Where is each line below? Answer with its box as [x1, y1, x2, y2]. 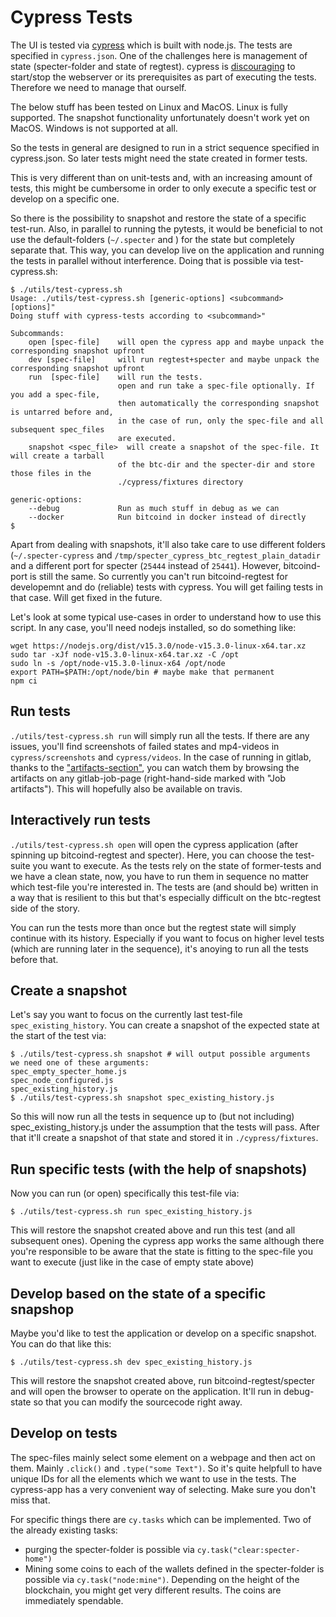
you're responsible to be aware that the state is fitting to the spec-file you [10, 1246, 313, 1258]
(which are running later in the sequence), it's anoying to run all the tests [10, 942, 309, 955]
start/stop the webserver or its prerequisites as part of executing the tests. [10, 71, 317, 83]
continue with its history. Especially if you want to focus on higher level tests [10, 932, 325, 944]
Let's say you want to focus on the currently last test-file [10, 1009, 243, 1021]
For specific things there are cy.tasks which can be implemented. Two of [10, 1513, 312, 1525]
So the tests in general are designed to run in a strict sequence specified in [10, 141, 320, 153]
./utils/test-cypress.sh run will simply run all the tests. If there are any [10, 729, 310, 741]
